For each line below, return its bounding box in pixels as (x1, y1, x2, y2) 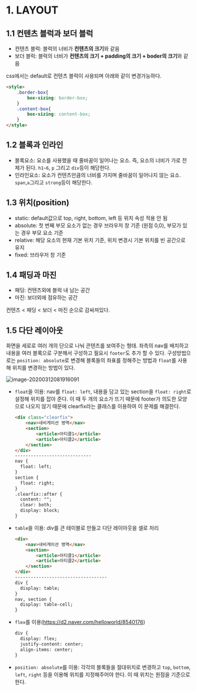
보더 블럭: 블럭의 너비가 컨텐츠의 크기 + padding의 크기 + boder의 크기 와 (14, 52, 182, 59)
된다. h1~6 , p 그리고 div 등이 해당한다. (25, 164, 111, 171)
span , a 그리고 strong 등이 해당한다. (14, 179, 93, 186)
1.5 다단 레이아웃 (6, 325, 64, 335)
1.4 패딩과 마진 (6, 270, 57, 280)
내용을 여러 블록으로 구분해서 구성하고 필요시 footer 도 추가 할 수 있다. (6, 349, 166, 356)
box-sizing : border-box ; (27, 95, 88, 101)
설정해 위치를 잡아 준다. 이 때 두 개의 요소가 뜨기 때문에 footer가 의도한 (14, 395, 176, 403)
